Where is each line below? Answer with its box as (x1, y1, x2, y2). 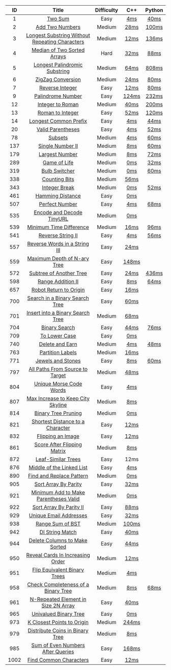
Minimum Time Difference (27, 224, 89, 231)
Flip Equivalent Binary (32, 566, 84, 573)
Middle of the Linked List (28, 464, 88, 471)
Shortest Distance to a (31, 418, 85, 425)
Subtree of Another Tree (29, 270, 88, 277)
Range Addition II (38, 278, 79, 285)
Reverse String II (38, 232, 78, 239)
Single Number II (38, 143, 78, 149)
